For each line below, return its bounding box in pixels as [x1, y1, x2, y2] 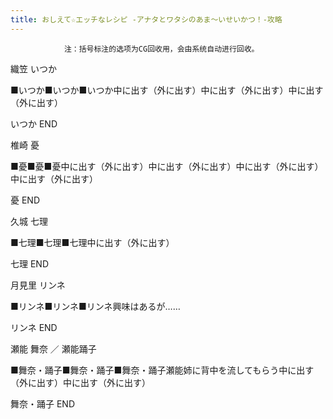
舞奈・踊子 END [10, 397, 76, 410]
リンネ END [10, 321, 58, 333]
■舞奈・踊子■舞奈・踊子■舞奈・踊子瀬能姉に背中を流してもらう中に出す [10, 364, 315, 376]
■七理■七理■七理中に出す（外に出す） [10, 236, 175, 248]
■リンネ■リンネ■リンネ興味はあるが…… [10, 300, 181, 312]
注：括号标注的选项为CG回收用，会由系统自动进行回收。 [63, 44, 260, 54]
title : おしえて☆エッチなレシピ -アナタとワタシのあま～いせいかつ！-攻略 [10, 14, 283, 25]
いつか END [10, 117, 58, 130]
